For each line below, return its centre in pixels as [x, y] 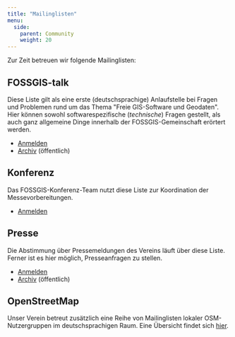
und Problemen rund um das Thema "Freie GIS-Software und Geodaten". [113, 107]
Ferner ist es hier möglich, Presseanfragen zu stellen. [85, 258]
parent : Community [47, 34]
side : [22, 27]
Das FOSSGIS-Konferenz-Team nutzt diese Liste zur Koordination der [108, 190]
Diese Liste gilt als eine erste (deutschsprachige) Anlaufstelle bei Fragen [113, 99]
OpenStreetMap [43, 301]
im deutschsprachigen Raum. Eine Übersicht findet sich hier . [141, 326]
